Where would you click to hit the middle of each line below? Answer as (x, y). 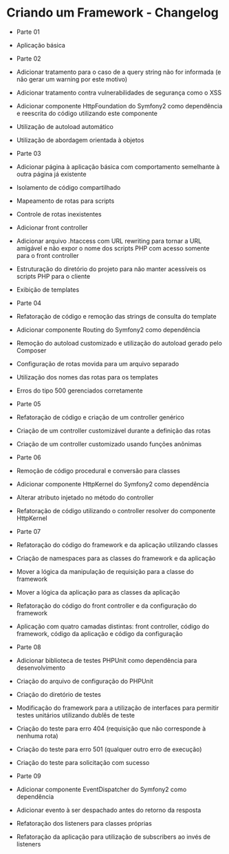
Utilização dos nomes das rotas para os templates (87, 377)
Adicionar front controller (52, 227)
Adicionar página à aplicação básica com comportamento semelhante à (118, 166)
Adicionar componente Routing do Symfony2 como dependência (108, 330)
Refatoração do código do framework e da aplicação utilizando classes (117, 545)
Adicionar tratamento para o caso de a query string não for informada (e (119, 72)
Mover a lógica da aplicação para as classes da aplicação (98, 592)
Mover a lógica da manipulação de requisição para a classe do (105, 571)
